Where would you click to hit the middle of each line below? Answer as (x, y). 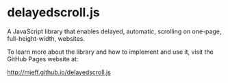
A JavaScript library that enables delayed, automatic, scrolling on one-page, (114, 31)
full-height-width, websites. (46, 38)
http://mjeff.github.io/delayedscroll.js (59, 72)
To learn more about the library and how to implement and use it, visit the (110, 52)
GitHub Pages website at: (43, 59)
